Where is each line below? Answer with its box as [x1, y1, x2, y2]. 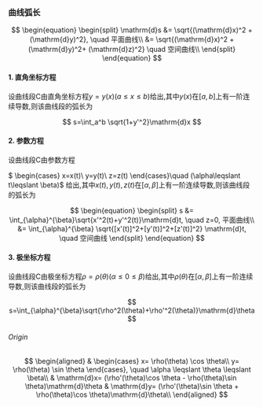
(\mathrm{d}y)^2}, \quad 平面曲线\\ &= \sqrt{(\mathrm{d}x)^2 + [29, 35, 235, 44]
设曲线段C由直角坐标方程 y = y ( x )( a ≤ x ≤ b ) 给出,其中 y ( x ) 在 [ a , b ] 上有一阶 [8, 91, 243, 101]
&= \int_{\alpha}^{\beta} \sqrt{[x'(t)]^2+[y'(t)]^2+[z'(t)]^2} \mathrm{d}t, [16, 224, 247, 233]
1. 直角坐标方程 [8, 72, 57, 82]
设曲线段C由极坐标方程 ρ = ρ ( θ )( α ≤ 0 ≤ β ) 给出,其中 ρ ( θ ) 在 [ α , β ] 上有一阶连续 [8, 272, 254, 281]
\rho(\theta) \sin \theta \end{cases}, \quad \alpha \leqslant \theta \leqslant [13, 364, 251, 375]
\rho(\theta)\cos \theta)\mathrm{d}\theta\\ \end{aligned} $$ [35, 390, 228, 399]
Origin [8, 332, 28, 342]
